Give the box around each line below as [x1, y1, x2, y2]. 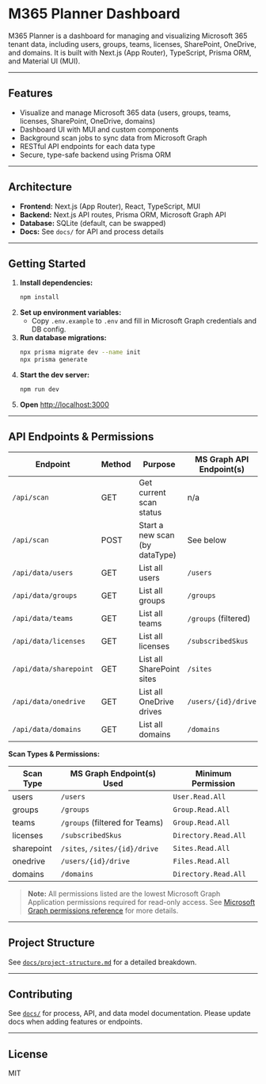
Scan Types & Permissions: [8, 749, 101, 758]
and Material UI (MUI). [8, 56, 81, 66]
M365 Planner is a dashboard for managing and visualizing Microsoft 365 [8, 31, 248, 40]
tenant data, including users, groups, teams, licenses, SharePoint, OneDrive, [8, 39, 257, 48]
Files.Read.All [173, 856, 230, 865]
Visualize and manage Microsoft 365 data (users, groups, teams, [19, 108, 231, 117]
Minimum [195, 768, 232, 779]
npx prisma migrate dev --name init [19, 348, 141, 357]
